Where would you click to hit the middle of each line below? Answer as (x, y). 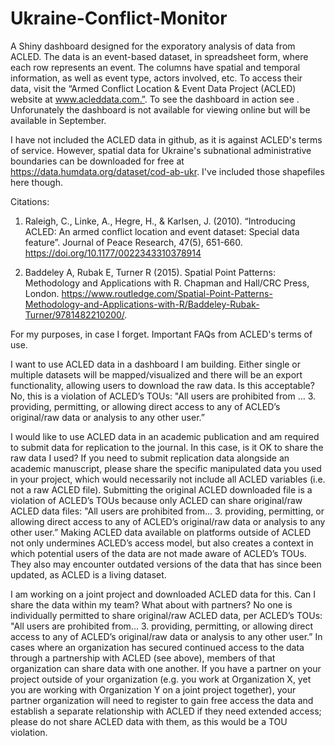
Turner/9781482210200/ (74, 314)
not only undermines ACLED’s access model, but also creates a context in (162, 543)
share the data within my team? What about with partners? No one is (151, 604)
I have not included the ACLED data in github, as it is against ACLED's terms (166, 139)
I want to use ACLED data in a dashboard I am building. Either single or (156, 364)
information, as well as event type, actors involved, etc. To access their (156, 78)
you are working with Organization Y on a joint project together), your (153, 689)
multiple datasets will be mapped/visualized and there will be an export (156, 374)
